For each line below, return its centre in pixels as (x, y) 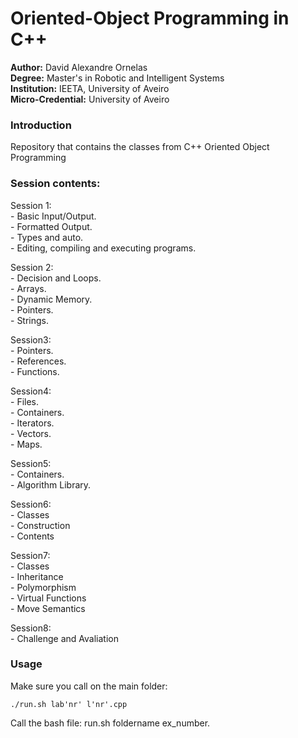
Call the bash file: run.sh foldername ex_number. (110, 723)
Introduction (41, 125)
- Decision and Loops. (56, 278)
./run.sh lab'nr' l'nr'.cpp (69, 704)
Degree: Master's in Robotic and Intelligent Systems (117, 78)
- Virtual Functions (48, 598)
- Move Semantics (48, 608)
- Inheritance (37, 576)
